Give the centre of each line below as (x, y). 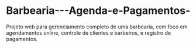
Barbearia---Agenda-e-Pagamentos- (98, 11)
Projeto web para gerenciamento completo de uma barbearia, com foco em (97, 27)
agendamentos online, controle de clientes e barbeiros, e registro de (89, 32)
